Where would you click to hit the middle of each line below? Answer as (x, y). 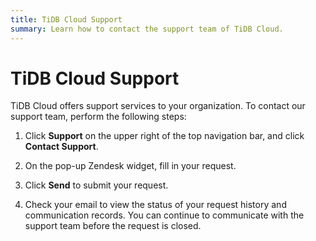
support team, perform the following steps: (98, 117)
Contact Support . (61, 147)
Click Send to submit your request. (96, 185)
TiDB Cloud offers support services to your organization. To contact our (158, 106)
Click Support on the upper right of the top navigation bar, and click (164, 136)
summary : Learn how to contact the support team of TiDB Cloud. (147, 29)
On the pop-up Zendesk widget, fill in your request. (130, 166)
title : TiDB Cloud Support (66, 19)
